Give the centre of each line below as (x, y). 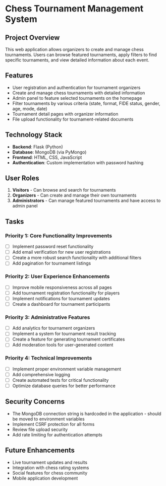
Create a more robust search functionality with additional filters (77, 258)
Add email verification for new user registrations (61, 252)
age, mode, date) (30, 108)
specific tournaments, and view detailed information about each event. (77, 60)
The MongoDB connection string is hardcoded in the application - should (87, 414)
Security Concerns (35, 402)
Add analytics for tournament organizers (54, 328)
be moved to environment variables (49, 419)
